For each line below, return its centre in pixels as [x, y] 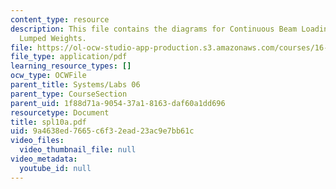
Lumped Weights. [53, 38]
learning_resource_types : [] [71, 66]
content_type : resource [60, 19]
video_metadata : [44, 159]
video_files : [37, 141]
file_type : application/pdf [69, 57]
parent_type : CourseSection [69, 94]
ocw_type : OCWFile [48, 76]
